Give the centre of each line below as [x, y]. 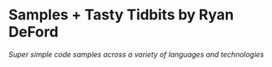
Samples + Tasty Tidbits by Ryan [121, 15]
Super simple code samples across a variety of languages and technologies [136, 54]
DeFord [34, 32]
